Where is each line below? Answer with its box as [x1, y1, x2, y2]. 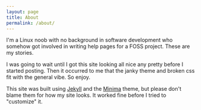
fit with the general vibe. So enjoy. [6, 73, 91, 81]
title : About [6, 14, 39, 20]
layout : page [6, 8, 39, 15]
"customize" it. [6, 98, 43, 105]
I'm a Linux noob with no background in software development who [6, 37, 173, 44]
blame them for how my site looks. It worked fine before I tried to [6, 91, 167, 99]
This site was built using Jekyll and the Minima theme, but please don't [6, 85, 182, 93]
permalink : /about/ [6, 20, 55, 26]
